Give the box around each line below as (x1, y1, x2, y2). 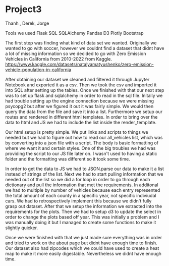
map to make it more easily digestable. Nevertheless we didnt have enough (5, 250, 161, 256)
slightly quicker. (5, 225, 38, 231)
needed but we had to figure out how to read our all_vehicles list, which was (5, 134, 163, 140)
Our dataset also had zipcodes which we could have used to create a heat (5, 245, 159, 251)
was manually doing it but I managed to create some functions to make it (5, 219, 156, 225)
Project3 (5, 4, 42, 15)
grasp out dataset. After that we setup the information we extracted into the (5, 203, 162, 209)
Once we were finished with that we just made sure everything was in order (5, 234, 162, 240)
